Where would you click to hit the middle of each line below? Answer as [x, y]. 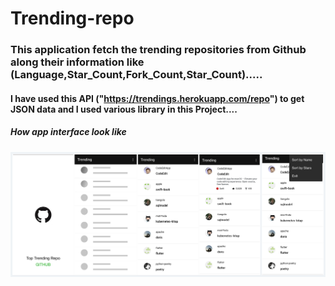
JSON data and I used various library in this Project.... [124, 109]
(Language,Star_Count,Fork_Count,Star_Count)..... [136, 75]
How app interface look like [68, 132]
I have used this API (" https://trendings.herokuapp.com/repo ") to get [157, 98]
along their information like [77, 62]
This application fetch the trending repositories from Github [158, 50]
